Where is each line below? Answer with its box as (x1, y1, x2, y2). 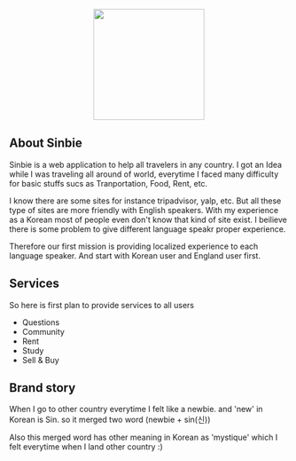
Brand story (9, 380, 76, 395)
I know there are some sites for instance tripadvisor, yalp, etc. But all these (9, 195, 282, 206)
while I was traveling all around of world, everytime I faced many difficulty (9, 169, 279, 179)
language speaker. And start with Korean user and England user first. (9, 250, 261, 261)
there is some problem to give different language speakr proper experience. (9, 223, 286, 234)
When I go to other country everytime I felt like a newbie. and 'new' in (9, 404, 263, 415)
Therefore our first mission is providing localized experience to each (9, 241, 259, 251)
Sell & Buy (21, 354, 59, 365)
